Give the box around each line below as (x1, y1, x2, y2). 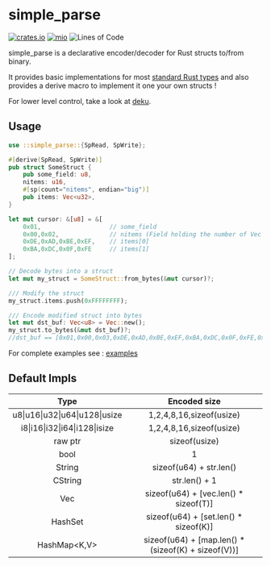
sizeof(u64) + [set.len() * (146, 510, 244, 522)
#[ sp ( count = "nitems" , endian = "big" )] (23, 185, 150, 194)
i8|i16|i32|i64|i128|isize (20, 422, 115, 433)
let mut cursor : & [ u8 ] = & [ (8, 215, 103, 223)
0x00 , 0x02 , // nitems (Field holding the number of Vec (23, 230, 262, 239)
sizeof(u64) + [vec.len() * (144, 488, 244, 499)
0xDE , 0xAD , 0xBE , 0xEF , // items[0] (23, 238, 150, 246)
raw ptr (53, 435, 81, 447)
